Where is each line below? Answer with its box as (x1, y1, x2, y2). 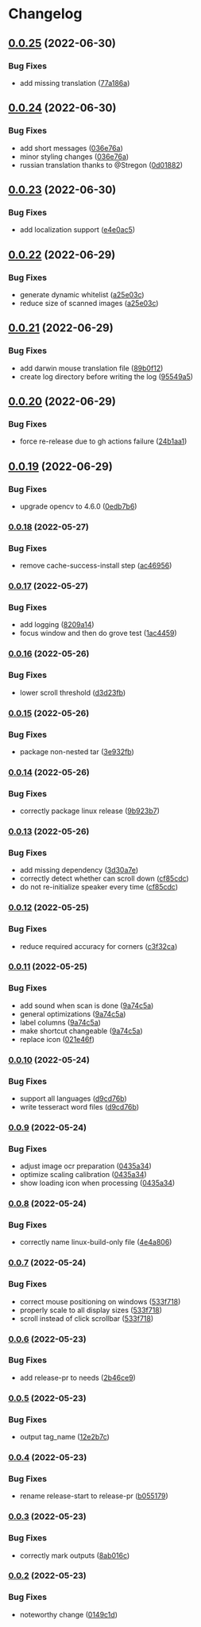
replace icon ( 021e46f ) (19, 1034, 95, 1044)
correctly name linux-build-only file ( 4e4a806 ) (19, 1238, 172, 1247)
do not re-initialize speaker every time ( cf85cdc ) (19, 882, 179, 892)
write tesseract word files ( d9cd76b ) (19, 1102, 140, 1111)
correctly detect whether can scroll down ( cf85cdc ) (19, 874, 189, 883)
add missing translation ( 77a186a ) (19, 78, 130, 87)
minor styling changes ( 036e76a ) (19, 152, 129, 161)
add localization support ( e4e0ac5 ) (19, 225, 136, 234)
